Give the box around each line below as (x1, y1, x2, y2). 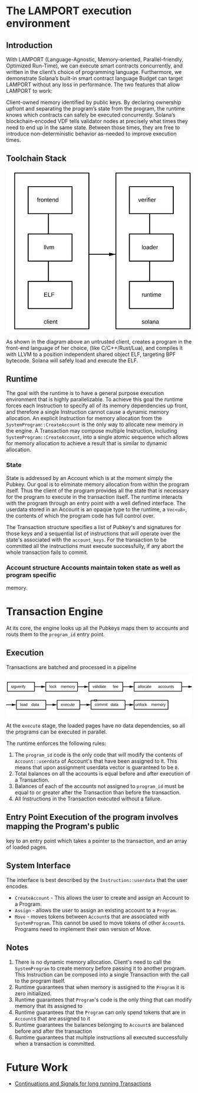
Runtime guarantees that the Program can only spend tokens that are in (14, 1008, 186, 1016)
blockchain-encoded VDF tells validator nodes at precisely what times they (6, 118, 189, 125)
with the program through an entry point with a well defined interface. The (6, 500, 186, 507)
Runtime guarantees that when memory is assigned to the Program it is (14, 983, 185, 991)
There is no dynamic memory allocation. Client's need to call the (14, 958, 171, 965)
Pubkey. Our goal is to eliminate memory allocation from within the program (6, 481, 190, 488)
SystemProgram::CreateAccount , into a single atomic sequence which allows (6, 433, 189, 441)
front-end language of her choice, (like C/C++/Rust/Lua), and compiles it (6, 344, 183, 351)
